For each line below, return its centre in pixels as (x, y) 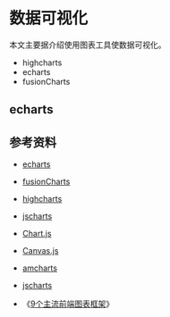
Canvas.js (40, 251)
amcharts (40, 268)
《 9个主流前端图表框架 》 (68, 304)
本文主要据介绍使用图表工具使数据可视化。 (88, 45)
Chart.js (37, 234)
